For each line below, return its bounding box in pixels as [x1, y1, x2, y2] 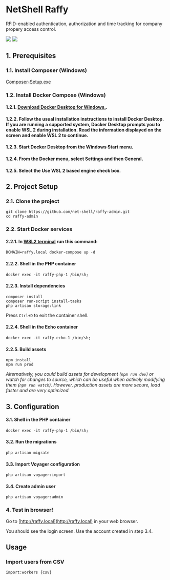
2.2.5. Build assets [6, 346, 47, 352]
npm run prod [6, 362, 34, 368]
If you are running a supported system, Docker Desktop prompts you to [6, 121, 160, 127]
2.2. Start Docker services [6, 226, 73, 233]
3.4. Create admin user [6, 483, 56, 489]
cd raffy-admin [6, 214, 38, 219]
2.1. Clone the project [6, 198, 59, 205]
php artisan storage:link [6, 303, 61, 308]
